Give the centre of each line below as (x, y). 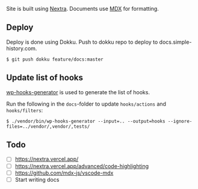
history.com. (22, 48)
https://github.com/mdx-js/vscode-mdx (64, 173)
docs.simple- (175, 42)
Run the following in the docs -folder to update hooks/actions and (86, 104)
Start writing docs (37, 179)
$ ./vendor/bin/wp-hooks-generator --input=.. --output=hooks (86, 121)
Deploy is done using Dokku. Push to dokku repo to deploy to (82, 42)
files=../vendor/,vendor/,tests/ (48, 126)
